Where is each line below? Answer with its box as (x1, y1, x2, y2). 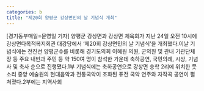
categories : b (6, 9, 43, 15)
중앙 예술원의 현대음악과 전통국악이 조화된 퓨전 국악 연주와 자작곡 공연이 (17, 70, 189, 78)
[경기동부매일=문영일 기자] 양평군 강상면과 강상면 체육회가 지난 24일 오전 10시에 (6, 32, 197, 40)
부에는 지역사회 (26, 78, 62, 86)
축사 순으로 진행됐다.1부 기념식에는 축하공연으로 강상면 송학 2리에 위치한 (19, 62, 191, 70)
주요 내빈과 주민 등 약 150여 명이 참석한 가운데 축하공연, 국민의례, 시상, (19, 55, 188, 62)
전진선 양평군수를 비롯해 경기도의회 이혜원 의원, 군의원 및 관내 (27, 47, 174, 55)
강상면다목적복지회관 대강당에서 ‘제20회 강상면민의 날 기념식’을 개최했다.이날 (6, 40, 189, 47)
